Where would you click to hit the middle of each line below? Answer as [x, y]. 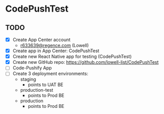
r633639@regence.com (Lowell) [54, 46]
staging [28, 80]
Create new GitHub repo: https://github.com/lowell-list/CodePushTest [86, 62]
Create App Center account [42, 40]
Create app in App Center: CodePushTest [56, 51]
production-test [37, 90]
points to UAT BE [46, 85]
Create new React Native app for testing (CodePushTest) [72, 57]
